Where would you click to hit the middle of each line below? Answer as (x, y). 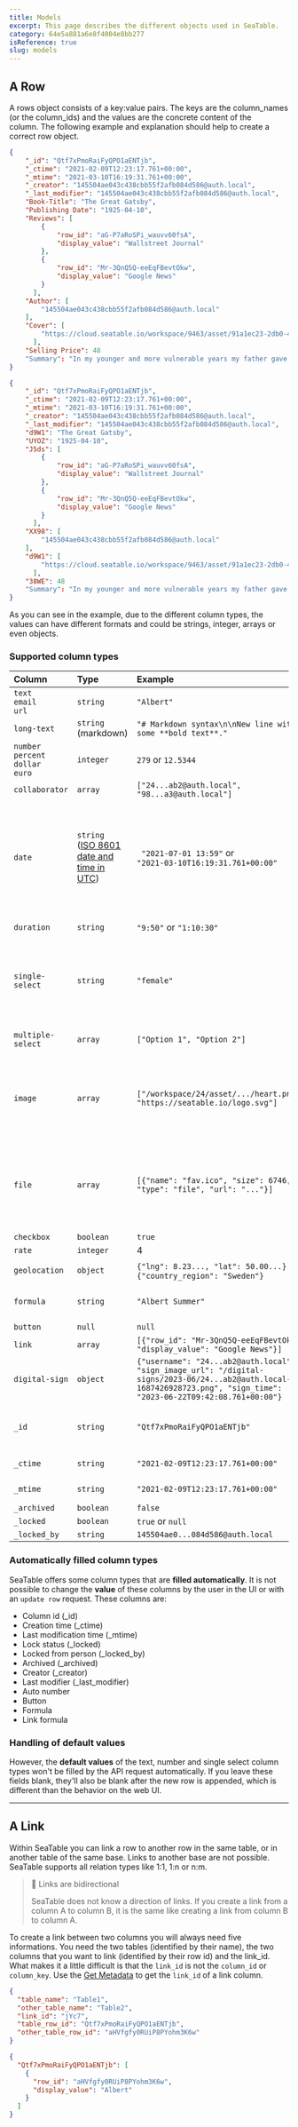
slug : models (33, 51)
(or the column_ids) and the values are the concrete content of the (130, 117)
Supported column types (64, 656)
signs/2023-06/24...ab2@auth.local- (214, 1379)
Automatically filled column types (83, 1560)
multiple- (34, 1035)
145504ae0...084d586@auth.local (205, 1535)
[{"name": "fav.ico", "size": (200, 1181)
